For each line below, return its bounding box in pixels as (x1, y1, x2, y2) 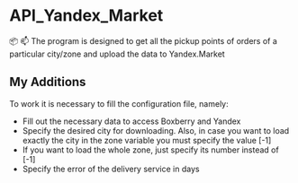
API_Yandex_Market (9, 5, 164, 26)
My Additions (9, 74, 86, 90)
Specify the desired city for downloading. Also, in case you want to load (22, 125, 290, 135)
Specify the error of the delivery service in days (22, 163, 200, 174)
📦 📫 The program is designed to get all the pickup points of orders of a (9, 35, 277, 46)
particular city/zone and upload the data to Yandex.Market (9, 48, 225, 59)
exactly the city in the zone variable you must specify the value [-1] (22, 135, 272, 145)
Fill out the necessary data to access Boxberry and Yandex (22, 116, 241, 126)
